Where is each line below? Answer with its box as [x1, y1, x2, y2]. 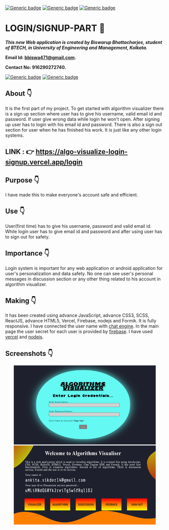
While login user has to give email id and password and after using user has [5, 228, 162, 234]
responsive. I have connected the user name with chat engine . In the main [5, 323, 159, 329]
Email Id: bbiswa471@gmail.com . [5, 54, 77, 60]
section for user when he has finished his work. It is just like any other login [5, 127, 162, 133]
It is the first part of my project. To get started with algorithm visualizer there [5, 105, 164, 111]
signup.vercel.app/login [5, 158, 83, 167]
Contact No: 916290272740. [5, 64, 67, 70]
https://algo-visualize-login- [35, 147, 128, 156]
